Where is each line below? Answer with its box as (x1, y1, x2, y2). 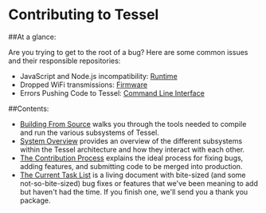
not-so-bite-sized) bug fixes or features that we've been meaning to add (19, 178, 259, 188)
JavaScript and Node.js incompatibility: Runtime (19, 71, 178, 81)
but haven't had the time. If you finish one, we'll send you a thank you (19, 187, 248, 196)
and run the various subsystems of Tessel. (19, 128, 159, 137)
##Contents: (8, 104, 49, 113)
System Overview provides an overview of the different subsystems (19, 136, 243, 145)
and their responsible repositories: (8, 56, 121, 65)
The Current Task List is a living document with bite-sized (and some (19, 170, 246, 179)
